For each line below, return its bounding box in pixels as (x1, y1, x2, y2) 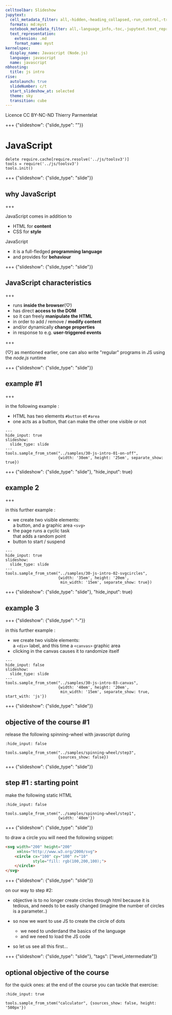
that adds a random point (12, 533, 66, 540)
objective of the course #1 (5, 718, 90, 727)
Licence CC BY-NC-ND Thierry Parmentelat (5, 112, 98, 118)
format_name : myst (14, 41, 54, 46)
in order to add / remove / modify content (12, 318, 101, 324)
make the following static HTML (5, 792, 73, 798)
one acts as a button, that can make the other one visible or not (12, 418, 147, 424)
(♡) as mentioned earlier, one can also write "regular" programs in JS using (5, 349, 165, 355)
